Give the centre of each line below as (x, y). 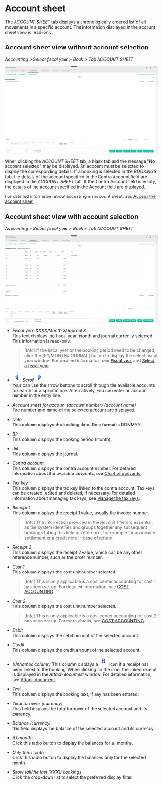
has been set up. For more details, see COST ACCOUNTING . (85, 621)
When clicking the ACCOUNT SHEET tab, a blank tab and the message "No (80, 161)
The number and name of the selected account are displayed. (74, 410)
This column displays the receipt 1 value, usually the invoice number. (81, 513)
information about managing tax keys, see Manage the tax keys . (76, 498)
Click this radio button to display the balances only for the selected (79, 757)
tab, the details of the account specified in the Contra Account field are (76, 177)
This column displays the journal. (45, 454)
